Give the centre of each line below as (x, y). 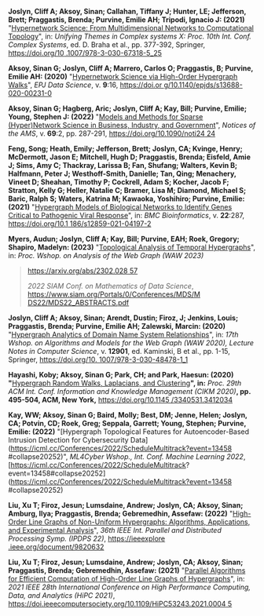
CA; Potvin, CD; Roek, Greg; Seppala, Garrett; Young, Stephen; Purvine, (127, 423)
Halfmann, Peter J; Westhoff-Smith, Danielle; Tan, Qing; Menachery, (123, 173)
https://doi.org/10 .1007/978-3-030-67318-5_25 (85, 53)
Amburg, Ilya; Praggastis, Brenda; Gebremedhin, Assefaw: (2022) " (121, 514)
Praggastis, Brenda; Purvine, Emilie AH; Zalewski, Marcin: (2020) (117, 326)
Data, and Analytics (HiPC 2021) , (62, 595)
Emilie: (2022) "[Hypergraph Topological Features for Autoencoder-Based (129, 432)
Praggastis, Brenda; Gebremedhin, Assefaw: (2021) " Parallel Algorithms (127, 570)
